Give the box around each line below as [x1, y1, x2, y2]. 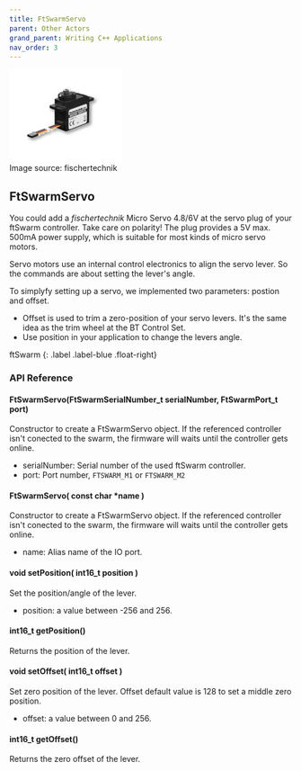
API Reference [9, 372, 74, 384]
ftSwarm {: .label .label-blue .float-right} [9, 349, 157, 360]
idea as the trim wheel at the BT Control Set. [22, 322, 186, 333]
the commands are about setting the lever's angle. [9, 268, 196, 279]
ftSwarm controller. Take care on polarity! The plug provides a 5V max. [9, 222, 271, 233]
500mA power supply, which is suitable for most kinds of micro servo [9, 232, 267, 243]
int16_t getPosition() [9, 625, 86, 636]
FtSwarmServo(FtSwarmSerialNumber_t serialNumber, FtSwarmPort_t [9, 394, 279, 405]
